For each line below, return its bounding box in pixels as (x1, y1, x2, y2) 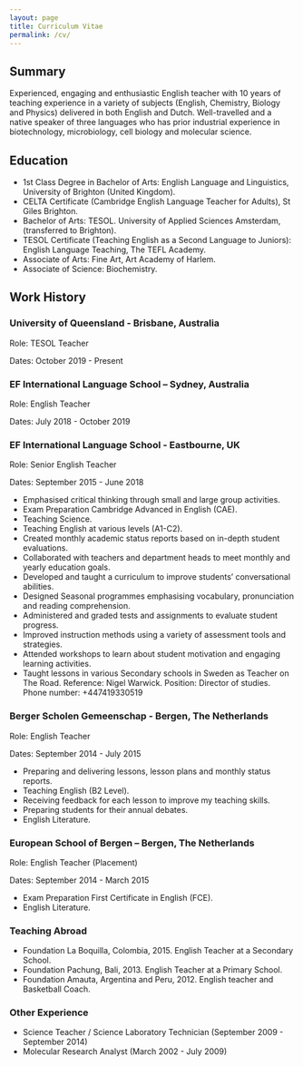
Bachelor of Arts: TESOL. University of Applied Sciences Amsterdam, (22, 215, 281, 226)
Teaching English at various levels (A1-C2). (22, 523, 183, 534)
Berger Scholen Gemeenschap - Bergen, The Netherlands (9, 709, 269, 722)
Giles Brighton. (22, 206, 79, 216)
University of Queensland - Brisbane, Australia (9, 317, 220, 329)
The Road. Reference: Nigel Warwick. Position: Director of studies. (22, 678, 270, 689)
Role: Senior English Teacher (9, 459, 117, 470)
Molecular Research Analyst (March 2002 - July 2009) (22, 1046, 228, 1057)
